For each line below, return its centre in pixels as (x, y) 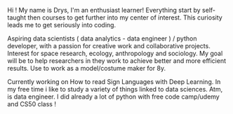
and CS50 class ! (32, 104)
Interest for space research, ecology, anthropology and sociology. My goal (115, 53)
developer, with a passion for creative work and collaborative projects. (109, 46)
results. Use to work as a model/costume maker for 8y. (87, 68)
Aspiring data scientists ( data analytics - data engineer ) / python (102, 38)
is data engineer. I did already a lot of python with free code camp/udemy (113, 97)
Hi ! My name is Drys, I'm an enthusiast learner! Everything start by (104, 10)
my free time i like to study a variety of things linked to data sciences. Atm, (115, 89)
